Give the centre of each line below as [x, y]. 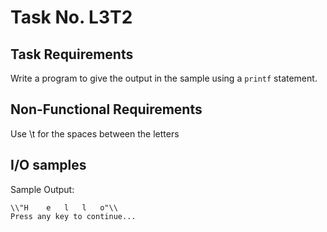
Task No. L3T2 [71, 17]
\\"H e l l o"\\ [64, 207]
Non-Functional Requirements [106, 109]
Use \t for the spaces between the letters [95, 133]
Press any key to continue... [73, 216]
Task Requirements [72, 54]
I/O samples [48, 165]
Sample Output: [42, 189]
